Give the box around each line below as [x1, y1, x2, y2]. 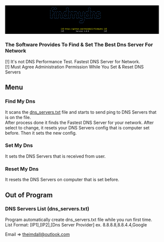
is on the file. [5, 114, 31, 120]
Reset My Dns [5, 165, 39, 172]
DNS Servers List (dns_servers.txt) [5, 205, 89, 212]
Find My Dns [5, 98, 36, 105]
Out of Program [5, 191, 53, 199]
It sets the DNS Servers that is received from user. [5, 153, 106, 159]
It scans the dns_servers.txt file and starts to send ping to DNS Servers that [5, 109, 157, 115]
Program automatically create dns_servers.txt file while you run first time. [5, 217, 152, 222]
